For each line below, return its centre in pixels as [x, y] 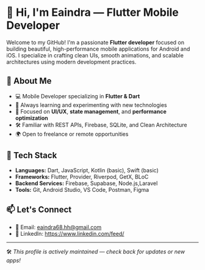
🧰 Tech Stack [32, 155]
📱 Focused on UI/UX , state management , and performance [91, 111]
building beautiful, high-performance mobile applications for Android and [98, 49]
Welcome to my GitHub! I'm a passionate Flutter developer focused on [95, 42]
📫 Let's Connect [39, 209]
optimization [32, 118]
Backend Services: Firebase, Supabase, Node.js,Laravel [86, 183]
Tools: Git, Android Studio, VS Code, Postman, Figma [82, 189]
